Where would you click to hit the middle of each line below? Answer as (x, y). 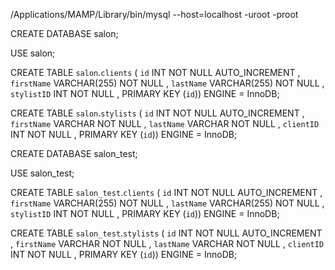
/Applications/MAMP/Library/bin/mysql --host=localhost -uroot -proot (154, 14)
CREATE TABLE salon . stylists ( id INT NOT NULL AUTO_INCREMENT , (157, 113)
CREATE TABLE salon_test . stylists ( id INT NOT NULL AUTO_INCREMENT (166, 233)
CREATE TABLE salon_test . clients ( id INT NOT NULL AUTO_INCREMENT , (166, 192)
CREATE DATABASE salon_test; (74, 153)
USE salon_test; (42, 173)
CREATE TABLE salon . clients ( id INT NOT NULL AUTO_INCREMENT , (155, 72)
